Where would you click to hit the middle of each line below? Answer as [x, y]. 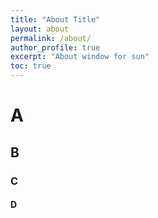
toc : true [31, 66]
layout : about [40, 29]
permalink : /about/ [51, 38]
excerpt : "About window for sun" [80, 57]
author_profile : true [55, 47]
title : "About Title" [55, 19]
